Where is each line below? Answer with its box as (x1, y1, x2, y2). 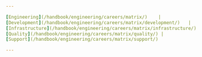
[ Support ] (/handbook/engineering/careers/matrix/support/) (5, 37, 159, 43)
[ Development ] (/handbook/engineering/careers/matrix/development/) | (5, 19, 191, 26)
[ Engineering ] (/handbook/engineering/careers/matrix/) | (5, 14, 162, 20)
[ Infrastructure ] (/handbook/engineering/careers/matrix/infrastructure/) (5, 25, 197, 31)
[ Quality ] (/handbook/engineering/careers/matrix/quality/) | (5, 31, 164, 37)
